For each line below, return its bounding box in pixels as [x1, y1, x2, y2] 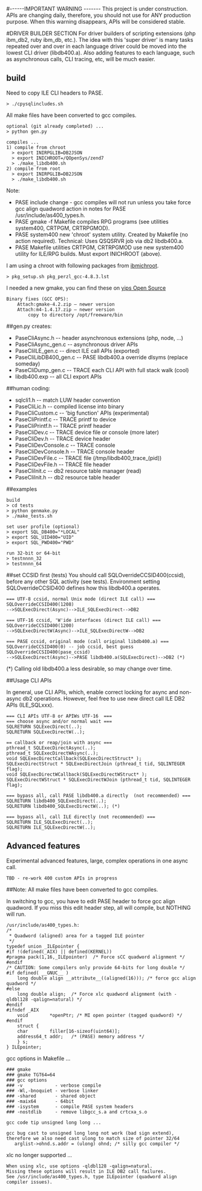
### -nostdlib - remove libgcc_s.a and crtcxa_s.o [6, 1109, 148, 1115]
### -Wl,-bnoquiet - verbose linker [6, 1087, 99, 1093]
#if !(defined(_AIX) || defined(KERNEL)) [6, 949, 112, 955]
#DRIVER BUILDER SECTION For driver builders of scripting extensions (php [6, 30, 196, 37]
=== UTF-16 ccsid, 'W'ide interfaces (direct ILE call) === [6, 617, 161, 623]
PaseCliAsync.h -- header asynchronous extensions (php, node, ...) [15, 334, 183, 341]
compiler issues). [6, 1179, 53, 1185]
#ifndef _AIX [6, 1007, 39, 1013]
